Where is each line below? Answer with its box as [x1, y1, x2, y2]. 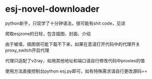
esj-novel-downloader [5, 3, 100, 15]
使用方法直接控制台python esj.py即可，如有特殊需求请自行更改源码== [5, 68, 148, 74]
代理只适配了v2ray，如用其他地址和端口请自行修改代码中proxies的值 [5, 57, 145, 63]
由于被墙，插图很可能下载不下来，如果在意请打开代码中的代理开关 [5, 41, 140, 47]
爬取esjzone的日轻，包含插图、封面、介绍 [5, 30, 91, 36]
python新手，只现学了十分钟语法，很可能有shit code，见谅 [5, 20, 126, 26]
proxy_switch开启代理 [5, 47, 50, 53]
